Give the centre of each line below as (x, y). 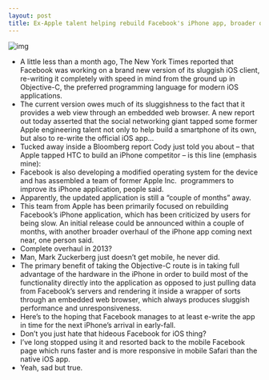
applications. (41, 95)
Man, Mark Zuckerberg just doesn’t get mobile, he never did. (120, 257)
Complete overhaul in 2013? (66, 248)
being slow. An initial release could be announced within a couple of (132, 223)
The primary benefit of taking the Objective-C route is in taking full (130, 266)
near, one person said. (57, 240)
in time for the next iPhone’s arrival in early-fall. (98, 325)
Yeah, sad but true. (51, 367)
